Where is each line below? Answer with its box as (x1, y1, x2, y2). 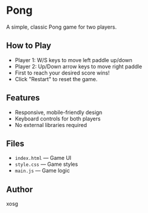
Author (6, 184, 33, 195)
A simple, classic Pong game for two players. (6, 23, 117, 30)
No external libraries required (14, 121, 87, 128)
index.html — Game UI (14, 155, 72, 162)
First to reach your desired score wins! (14, 69, 110, 76)
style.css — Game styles (14, 160, 78, 168)
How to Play (6, 41, 52, 51)
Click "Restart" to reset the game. (14, 75, 98, 82)
